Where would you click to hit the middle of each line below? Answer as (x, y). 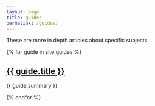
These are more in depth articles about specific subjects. (77, 41)
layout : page (23, 12)
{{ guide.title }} (36, 71)
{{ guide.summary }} (32, 86)
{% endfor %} (24, 98)
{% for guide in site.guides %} (44, 52)
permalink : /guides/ (33, 23)
